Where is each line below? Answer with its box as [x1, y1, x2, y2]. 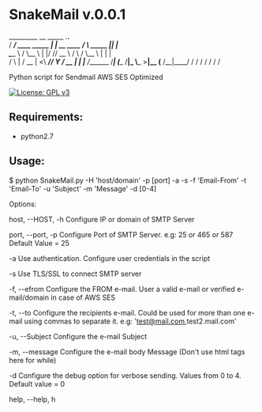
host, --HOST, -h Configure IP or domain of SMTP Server [9, 214, 195, 224]
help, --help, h [9, 394, 56, 404]
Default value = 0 [9, 379, 65, 388]
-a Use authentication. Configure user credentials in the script [9, 253, 211, 263]
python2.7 [20, 131, 54, 141]
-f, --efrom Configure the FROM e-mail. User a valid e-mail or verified [9, 284, 235, 293]
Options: [9, 199, 37, 209]
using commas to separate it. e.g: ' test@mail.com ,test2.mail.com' [24, 316, 237, 326]
